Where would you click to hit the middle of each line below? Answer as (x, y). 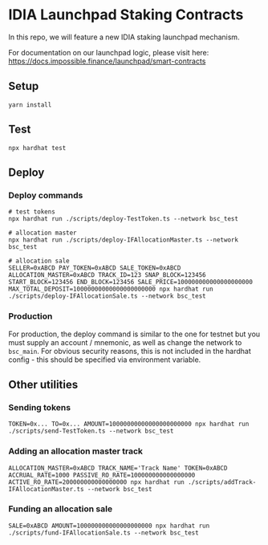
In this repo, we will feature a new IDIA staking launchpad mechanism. (124, 37)
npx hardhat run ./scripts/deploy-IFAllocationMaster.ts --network (124, 240)
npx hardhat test (37, 148)
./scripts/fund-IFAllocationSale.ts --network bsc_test (104, 533)
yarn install (30, 105)
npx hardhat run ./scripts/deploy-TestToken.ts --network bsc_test (124, 219)
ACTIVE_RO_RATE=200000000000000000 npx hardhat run (96, 482)
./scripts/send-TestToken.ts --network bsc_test (91, 431)
